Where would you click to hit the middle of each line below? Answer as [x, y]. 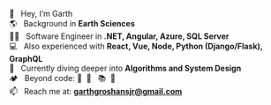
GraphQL [26, 59]
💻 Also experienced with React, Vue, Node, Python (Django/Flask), [136, 46]
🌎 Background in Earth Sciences [72, 23]
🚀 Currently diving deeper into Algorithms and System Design [125, 68]
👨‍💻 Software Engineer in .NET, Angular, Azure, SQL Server [119, 36]
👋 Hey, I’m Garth [41, 14]
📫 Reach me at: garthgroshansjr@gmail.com [96, 91]
